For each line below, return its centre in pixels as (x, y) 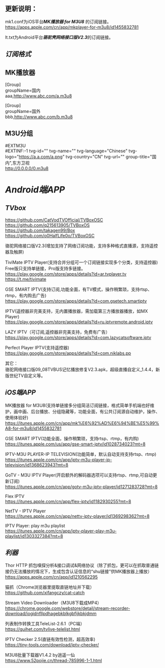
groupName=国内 (23, 90)
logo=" (12, 157)
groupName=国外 (23, 111)
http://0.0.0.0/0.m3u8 (27, 168)
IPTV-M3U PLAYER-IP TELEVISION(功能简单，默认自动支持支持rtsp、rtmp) (81, 454)
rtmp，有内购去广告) (26, 295)
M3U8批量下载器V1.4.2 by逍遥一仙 (40, 655)
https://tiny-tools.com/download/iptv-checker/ (52, 645)
